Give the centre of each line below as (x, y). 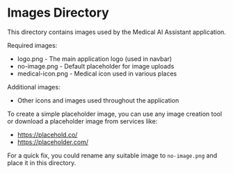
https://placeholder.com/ (53, 142)
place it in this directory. (42, 163)
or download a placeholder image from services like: (82, 121)
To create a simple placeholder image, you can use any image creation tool (115, 114)
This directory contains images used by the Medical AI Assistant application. (116, 32)
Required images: (32, 45)
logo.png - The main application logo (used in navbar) (95, 59)
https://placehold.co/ (47, 134)
